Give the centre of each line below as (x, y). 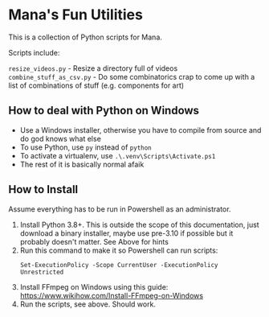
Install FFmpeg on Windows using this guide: (94, 286)
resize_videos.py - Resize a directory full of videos (93, 68)
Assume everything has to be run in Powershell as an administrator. (120, 209)
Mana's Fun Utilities (75, 15)
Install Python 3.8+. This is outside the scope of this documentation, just (139, 224)
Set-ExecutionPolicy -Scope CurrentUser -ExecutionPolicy (119, 265)
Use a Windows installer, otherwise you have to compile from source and (141, 130)
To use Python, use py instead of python (86, 147)
